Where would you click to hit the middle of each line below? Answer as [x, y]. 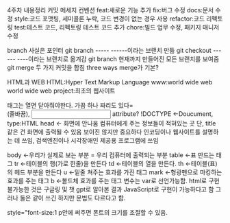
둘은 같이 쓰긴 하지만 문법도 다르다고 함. [73, 198]
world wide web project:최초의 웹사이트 [61, 91]
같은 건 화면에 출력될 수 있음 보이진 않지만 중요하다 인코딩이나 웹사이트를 [104, 132]
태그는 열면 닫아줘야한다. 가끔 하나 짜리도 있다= [70, 105]
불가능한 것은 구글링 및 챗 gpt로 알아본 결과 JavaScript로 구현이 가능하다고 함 [111, 189]
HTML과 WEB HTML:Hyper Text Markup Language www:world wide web [110, 82]
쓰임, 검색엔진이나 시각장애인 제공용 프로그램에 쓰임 [90, 140]
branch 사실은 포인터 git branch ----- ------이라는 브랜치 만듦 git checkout [110, 50]
